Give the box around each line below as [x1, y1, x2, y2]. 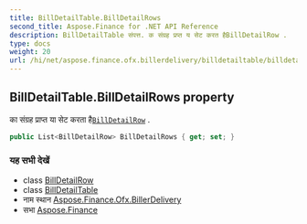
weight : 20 [9, 48, 51, 57]
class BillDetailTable [22, 184, 99, 195]
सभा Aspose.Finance [22, 204, 99, 215]
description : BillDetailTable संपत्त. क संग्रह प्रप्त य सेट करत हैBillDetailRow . [9, 30, 288, 39]
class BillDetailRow [22, 175, 94, 186]
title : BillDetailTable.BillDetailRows [9, 13, 162, 23]
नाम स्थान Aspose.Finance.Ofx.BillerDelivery [22, 194, 182, 205]
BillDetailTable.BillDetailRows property [9, 90, 235, 105]
